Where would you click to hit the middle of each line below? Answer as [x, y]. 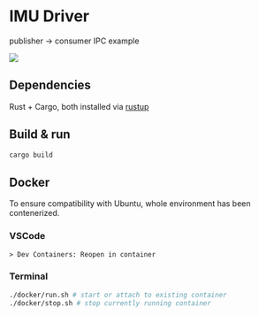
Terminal [29, 276]
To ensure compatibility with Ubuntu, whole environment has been [130, 204]
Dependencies [50, 85]
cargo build [31, 155]
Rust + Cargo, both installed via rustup [79, 106]
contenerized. [34, 213]
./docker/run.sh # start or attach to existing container [118, 295]
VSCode [27, 236]
